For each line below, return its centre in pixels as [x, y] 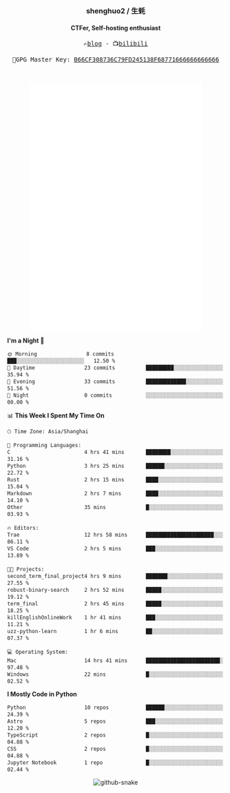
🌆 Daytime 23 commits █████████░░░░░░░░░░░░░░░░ [115, 368]
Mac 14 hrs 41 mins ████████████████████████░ [115, 660]
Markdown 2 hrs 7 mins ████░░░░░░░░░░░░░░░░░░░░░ [115, 493]
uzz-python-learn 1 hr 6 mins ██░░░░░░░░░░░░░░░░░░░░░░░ [115, 631]
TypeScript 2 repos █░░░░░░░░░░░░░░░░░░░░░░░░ [115, 735]
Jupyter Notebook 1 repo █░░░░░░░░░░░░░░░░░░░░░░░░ [115, 763]
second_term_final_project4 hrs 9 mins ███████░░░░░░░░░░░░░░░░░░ [115, 576]
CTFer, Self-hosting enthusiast [116, 28]
